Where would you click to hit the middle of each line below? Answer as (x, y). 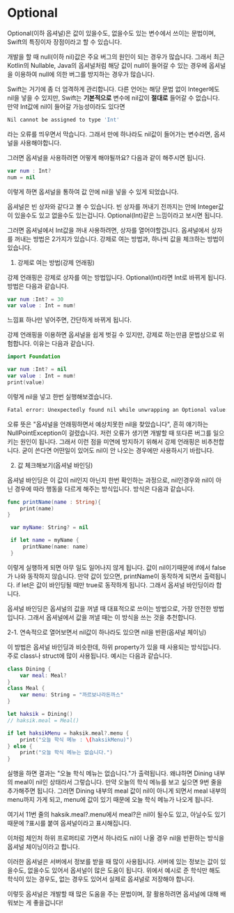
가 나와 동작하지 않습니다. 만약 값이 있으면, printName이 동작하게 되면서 (105, 576)
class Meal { (26, 689)
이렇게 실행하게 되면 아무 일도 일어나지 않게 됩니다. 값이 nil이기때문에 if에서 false (117, 567)
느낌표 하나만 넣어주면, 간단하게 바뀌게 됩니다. (70, 320)
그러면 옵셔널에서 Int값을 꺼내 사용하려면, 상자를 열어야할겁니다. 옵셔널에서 (109, 230)
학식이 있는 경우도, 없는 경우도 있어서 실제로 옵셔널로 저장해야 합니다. (101, 879)
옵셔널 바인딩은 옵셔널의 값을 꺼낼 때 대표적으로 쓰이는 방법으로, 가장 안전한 (109, 608)
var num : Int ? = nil (37, 369)
